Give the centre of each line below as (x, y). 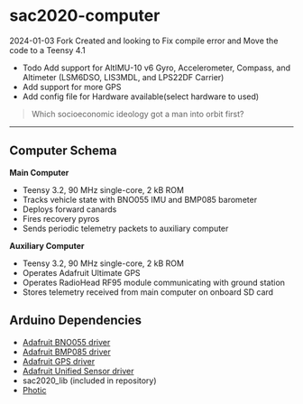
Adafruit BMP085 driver (66, 352)
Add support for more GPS (72, 87)
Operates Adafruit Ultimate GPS (82, 272)
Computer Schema (63, 151)
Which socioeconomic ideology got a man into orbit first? (138, 114)
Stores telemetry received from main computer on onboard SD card (147, 292)
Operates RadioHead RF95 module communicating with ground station (154, 282)
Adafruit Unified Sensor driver (78, 371)
